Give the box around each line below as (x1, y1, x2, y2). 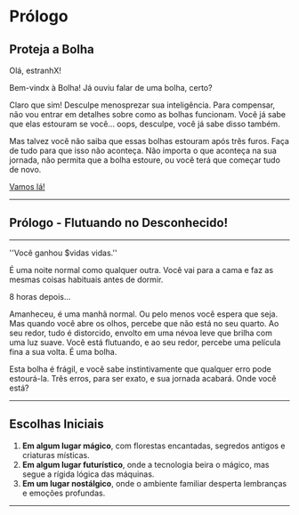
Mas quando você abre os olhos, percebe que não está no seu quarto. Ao (9, 318, 279, 328)
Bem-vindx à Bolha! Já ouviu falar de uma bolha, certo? (9, 83, 213, 93)
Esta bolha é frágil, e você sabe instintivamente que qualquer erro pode (9, 363, 271, 374)
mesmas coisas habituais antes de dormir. (9, 274, 164, 285)
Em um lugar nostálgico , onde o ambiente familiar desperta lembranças (21, 478, 287, 488)
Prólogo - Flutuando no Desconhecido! (9, 215, 229, 230)
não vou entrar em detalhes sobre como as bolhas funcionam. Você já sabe (9, 109, 287, 119)
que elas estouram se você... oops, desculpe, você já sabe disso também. (9, 118, 280, 129)
